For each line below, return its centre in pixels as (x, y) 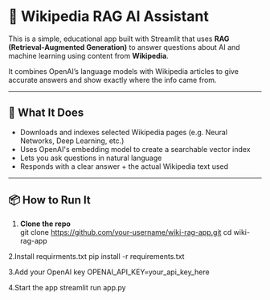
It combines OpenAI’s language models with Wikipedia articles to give (124, 71)
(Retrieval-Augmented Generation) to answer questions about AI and (124, 47)
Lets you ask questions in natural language (91, 158)
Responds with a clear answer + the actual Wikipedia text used (124, 166)
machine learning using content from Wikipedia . (88, 55)
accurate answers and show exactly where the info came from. (112, 80)
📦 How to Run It (49, 200)
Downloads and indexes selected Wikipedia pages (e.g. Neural (123, 132)
